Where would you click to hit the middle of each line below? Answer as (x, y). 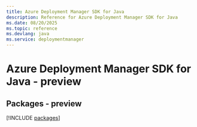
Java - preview (44, 82)
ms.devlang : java (28, 34)
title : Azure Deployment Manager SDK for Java (65, 12)
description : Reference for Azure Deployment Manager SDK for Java (92, 17)
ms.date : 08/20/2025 (32, 23)
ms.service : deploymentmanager (45, 39)
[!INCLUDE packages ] (33, 118)
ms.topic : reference (32, 28)
